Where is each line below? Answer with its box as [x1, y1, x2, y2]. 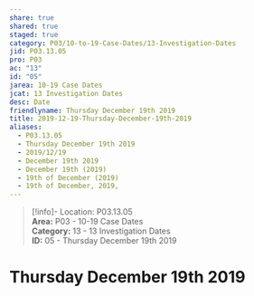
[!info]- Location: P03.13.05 [31, 206, 133, 217]
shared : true [9, 22, 59, 31]
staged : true [9, 30, 59, 39]
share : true [9, 13, 54, 23]
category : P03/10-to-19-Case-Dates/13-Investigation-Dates [9, 38, 237, 48]
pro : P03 [9, 55, 42, 64]
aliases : [9, 123, 42, 132]
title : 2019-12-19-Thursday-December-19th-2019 [9, 114, 193, 123]
